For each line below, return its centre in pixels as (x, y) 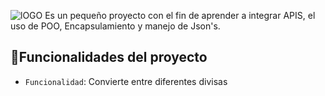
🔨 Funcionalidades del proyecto (109, 57)
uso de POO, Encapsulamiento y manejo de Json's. (115, 26)
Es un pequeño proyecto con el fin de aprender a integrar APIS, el (180, 15)
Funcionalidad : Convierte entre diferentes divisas (126, 81)
